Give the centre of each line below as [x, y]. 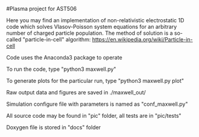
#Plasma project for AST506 [42, 9]
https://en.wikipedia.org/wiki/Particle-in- [142, 39]
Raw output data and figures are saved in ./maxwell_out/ [76, 92]
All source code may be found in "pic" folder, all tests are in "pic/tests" [94, 116]
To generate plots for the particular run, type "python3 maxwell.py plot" [95, 81]
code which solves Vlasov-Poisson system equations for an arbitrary [92, 27]
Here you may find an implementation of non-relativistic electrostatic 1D [95, 20]
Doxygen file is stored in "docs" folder [54, 127]
